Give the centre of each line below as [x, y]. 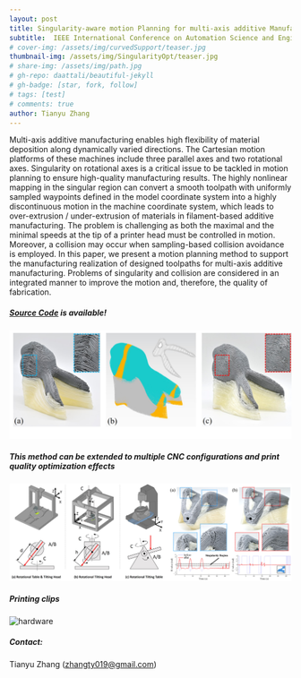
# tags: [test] [38, 94]
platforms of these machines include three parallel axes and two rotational [146, 159]
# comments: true [42, 104]
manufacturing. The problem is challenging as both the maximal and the [142, 226]
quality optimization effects [62, 466]
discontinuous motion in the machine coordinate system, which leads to [142, 207]
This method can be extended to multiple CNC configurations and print [145, 456]
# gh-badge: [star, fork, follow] [74, 85]
